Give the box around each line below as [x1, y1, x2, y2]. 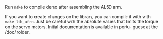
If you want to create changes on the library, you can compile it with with [5, 14, 151, 19]
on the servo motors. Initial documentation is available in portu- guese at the [5, 24, 158, 30]
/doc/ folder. [5, 29, 30, 35]
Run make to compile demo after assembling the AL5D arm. [5, 4, 123, 10]
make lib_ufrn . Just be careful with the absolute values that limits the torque [5, 19, 159, 24]
